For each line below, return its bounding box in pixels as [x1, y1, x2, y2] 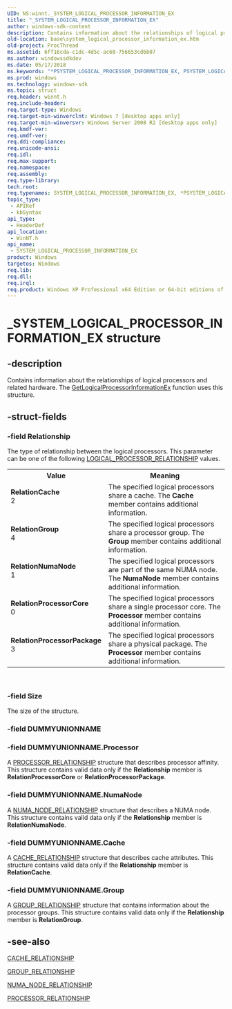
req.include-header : [7, 100, 67, 107]
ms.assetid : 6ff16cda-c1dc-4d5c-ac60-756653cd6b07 [7, 49, 156, 56]
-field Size [7, 691, 43, 701]
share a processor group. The [108, 527, 205, 537]
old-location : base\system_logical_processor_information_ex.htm [7, 36, 199, 43]
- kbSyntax [10, 209, 41, 216]
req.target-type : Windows [7, 106, 81, 113]
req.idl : [7, 151, 32, 159]
